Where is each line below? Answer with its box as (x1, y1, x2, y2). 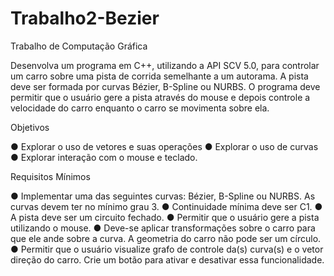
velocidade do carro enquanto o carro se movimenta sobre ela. (10, 102, 270, 114)
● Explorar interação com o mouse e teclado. (10, 151, 198, 163)
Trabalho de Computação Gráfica (10, 40, 148, 52)
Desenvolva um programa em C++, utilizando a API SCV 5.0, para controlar (10, 59, 320, 71)
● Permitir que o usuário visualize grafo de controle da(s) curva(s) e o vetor (10, 243, 324, 255)
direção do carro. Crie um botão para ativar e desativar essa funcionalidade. (10, 253, 325, 266)
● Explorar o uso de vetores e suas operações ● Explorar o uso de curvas (10, 140, 319, 152)
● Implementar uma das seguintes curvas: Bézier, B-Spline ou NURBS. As (10, 190, 316, 202)
